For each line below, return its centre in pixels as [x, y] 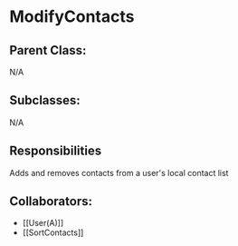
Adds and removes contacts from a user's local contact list [119, 172]
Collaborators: [51, 202]
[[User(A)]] [43, 223]
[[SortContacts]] [53, 232]
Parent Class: [48, 50]
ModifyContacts [72, 17]
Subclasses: [45, 100]
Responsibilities [56, 151]
